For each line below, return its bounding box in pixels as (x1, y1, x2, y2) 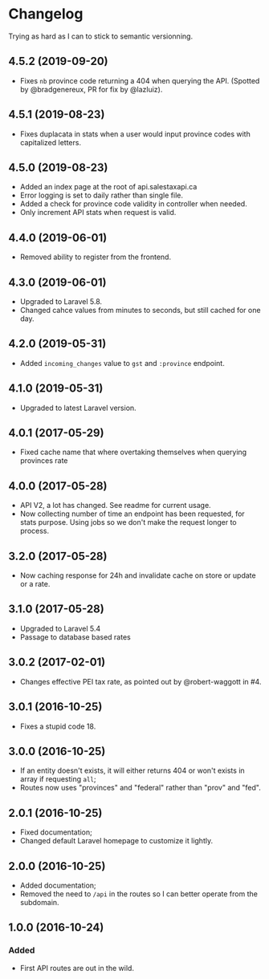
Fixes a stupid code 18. (19, 721, 96, 731)
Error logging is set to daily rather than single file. (19, 190, 183, 201)
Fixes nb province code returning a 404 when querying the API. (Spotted (19, 75, 260, 85)
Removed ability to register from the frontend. (19, 252, 171, 262)
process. (19, 526, 50, 536)
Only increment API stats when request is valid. (19, 208, 177, 217)
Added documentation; (19, 880, 96, 890)
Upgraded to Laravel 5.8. (19, 297, 103, 306)
